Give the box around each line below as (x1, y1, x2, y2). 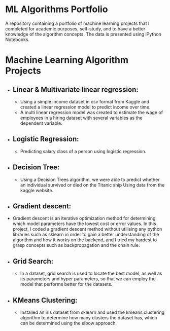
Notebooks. (5, 36, 30, 43)
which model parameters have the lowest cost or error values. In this (12, 220, 156, 227)
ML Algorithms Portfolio (5, 4, 108, 15)
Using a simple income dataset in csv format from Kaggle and (20, 98, 150, 104)
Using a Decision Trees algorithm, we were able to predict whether (20, 176, 160, 182)
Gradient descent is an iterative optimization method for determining (12, 215, 156, 222)
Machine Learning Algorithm (5, 54, 128, 66)
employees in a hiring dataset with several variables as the (20, 115, 143, 121)
